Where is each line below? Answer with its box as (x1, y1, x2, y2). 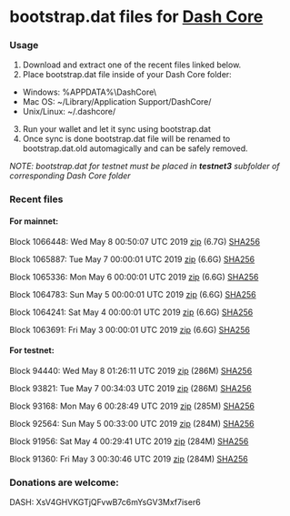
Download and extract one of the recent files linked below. (22, 59, 242, 70)
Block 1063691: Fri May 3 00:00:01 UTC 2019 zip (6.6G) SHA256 (9, 324, 250, 335)
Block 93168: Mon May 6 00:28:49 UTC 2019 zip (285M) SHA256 (9, 400, 255, 411)
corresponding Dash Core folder (9, 170, 131, 181)
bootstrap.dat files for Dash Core (9, 6, 264, 27)
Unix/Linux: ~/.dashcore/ (22, 106, 116, 117)
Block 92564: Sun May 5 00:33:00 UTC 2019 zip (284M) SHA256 (9, 418, 255, 429)
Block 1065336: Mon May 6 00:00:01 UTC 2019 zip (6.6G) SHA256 (9, 271, 259, 282)
